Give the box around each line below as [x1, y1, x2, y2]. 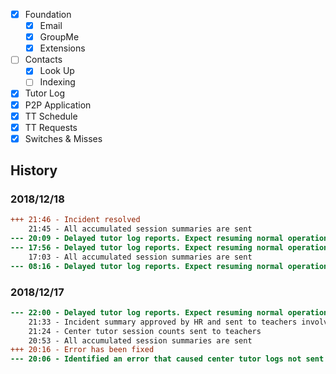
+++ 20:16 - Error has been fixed [10, 345, 155, 355]
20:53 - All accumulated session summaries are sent [28, 335, 253, 346]
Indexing [39, 76, 76, 88]
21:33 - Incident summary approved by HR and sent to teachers [28, 317, 298, 327]
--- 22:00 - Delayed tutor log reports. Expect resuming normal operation [10, 307, 329, 318]
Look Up [39, 65, 75, 77]
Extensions [39, 42, 86, 54]
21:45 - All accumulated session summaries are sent [28, 224, 253, 234]
